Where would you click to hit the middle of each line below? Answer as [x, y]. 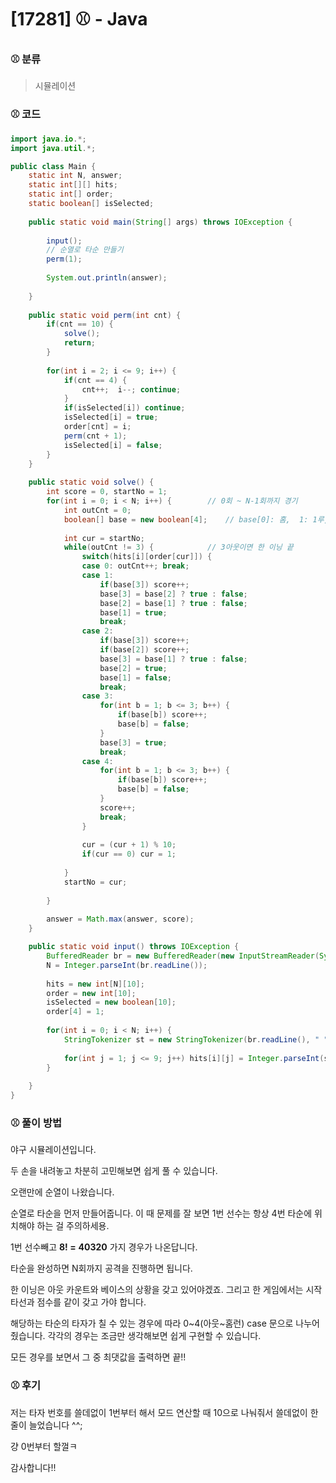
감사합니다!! [33, 1467]
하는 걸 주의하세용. [73, 1226]
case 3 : [97, 696]
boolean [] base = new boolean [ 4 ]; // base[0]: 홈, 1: [186, 519]
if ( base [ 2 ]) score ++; [144, 650]
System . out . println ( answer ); [107, 278]
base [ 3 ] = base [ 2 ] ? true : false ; [173, 594]
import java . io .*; [48, 139]
